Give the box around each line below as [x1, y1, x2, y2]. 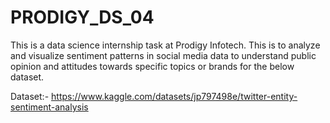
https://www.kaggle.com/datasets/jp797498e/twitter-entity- [51, 90, 298, 102]
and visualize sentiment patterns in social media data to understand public [10, 49, 317, 61]
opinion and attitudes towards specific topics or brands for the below [10, 60, 295, 72]
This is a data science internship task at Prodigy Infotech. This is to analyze [10, 39, 321, 51]
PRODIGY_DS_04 [10, 6, 155, 29]
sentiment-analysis [10, 101, 89, 113]
